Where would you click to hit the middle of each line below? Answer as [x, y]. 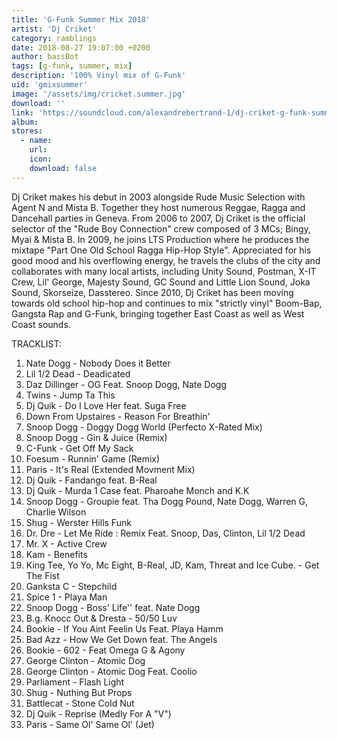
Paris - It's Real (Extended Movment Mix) [110, 469]
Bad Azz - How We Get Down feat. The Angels [121, 639]
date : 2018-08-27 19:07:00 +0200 [81, 47]
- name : [36, 141]
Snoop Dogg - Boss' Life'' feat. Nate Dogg [113, 607]
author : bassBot [45, 57]
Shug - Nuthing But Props [79, 692]
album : [25, 122]
